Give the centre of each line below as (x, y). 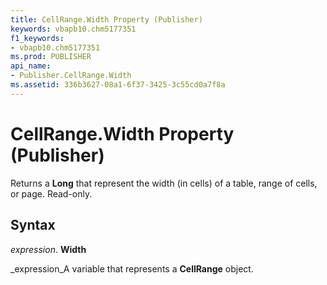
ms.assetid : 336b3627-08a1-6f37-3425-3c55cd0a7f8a (118, 85)
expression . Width (48, 249)
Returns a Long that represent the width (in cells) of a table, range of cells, (164, 183)
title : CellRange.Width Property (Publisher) (106, 19)
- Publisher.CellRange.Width (71, 76)
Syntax (33, 225)
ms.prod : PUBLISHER (51, 57)
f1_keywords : (37, 38)
